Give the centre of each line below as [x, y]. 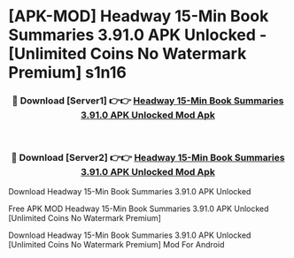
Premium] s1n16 [68, 73]
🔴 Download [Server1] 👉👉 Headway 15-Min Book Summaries [148, 101]
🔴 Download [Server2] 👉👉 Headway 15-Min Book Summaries [148, 158]
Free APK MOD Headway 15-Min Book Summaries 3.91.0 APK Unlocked [139, 209]
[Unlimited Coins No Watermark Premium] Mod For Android [116, 244]
